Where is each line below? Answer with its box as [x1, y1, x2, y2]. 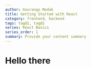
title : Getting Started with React [5, 12, 78, 17]
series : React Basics [5, 25, 49, 30]
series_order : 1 [5, 30, 38, 34]
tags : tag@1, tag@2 [5, 20, 45, 26]
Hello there [5, 55, 51, 66]
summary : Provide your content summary [5, 34, 87, 39]
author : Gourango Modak [5, 7, 54, 12]
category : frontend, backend [5, 16, 65, 21]
